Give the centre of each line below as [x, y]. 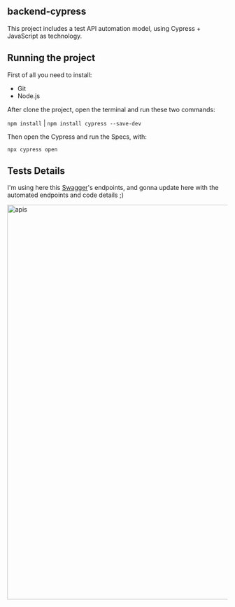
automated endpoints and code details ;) [66, 195]
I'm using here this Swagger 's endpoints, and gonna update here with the [113, 188]
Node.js [29, 96]
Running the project [51, 58]
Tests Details [36, 171]
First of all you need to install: [50, 75]
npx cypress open [33, 149]
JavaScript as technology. [45, 36]
